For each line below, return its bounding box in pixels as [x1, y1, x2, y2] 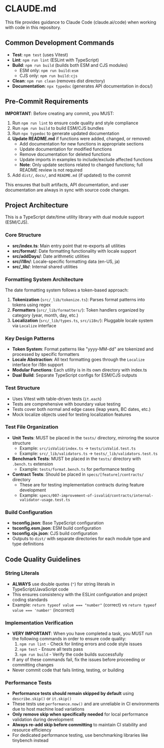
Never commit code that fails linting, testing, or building [12, 667, 124, 673]
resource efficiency [12, 727, 51, 733]
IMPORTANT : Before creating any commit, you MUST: [5, 110, 114, 116]
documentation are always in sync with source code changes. [5, 187, 130, 193]
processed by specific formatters [12, 351, 80, 357]
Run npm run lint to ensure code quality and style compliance [12, 120, 139, 126]
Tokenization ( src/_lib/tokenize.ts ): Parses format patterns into [12, 296, 145, 302]
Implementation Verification [5, 619, 73, 626]
